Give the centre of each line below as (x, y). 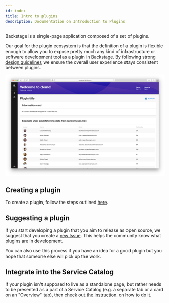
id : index (16, 11)
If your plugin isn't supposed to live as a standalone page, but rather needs (83, 284)
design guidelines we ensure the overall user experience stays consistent (82, 62)
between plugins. (23, 68)
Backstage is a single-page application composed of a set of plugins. (77, 36)
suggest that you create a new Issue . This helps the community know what (83, 235)
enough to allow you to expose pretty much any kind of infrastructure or (80, 52)
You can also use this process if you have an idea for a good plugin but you (84, 250)
